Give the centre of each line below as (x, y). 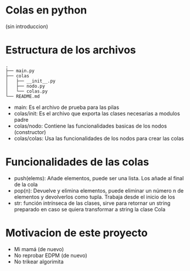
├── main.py (20, 71)
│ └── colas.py (27, 91)
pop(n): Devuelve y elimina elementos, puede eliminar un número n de (99, 190)
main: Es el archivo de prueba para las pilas (67, 107)
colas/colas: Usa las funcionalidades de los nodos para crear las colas (99, 138)
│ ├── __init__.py (31, 81)
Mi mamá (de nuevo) (39, 249)
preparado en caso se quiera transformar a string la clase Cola (89, 209)
